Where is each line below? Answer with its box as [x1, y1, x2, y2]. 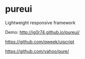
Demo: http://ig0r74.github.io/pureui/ [5, 29, 80, 35]
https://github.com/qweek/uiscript [5, 38, 75, 45]
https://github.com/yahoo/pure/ [5, 48, 69, 54]
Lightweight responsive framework [5, 20, 76, 26]
